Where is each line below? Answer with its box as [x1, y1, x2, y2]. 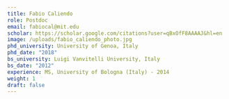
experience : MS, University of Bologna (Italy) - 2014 [7, 68, 170, 75]
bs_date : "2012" [7, 62, 54, 69]
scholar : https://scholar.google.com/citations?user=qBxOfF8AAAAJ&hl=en [7, 29, 223, 37]
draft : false [7, 82, 45, 89]
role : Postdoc [7, 17, 49, 24]
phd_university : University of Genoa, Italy [7, 43, 139, 49]
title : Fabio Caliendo [7, 10, 73, 17]
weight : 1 [7, 75, 36, 82]
